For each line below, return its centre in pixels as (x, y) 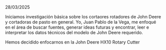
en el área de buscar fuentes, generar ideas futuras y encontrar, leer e (77, 27)
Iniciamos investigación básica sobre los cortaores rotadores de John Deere (83, 17)
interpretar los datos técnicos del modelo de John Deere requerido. (74, 32)
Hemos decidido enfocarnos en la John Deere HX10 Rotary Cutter (73, 42)
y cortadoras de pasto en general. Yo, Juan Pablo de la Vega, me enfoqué (81, 22)
